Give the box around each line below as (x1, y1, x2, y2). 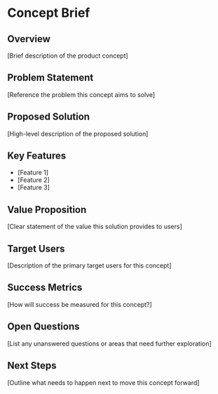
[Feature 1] (17, 169, 49, 177)
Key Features (7, 150, 67, 162)
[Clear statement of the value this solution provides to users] (7, 223, 182, 231)
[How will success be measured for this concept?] (7, 300, 152, 308)
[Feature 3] (17, 183, 50, 192)
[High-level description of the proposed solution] (7, 129, 149, 138)
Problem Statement (7, 72, 94, 84)
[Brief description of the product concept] (7, 51, 128, 60)
